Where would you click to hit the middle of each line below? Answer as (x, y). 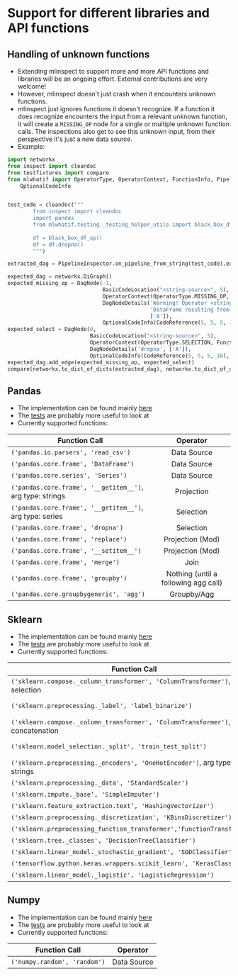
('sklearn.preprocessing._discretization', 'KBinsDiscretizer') (121, 818)
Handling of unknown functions (79, 54)
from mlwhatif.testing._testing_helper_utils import (112, 225)
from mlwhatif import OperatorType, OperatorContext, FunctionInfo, (110, 179)
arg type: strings (38, 496)
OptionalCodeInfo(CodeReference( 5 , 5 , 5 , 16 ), (160, 356)
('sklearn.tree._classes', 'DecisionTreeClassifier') (103, 840)
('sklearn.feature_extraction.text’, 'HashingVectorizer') (113, 806)
